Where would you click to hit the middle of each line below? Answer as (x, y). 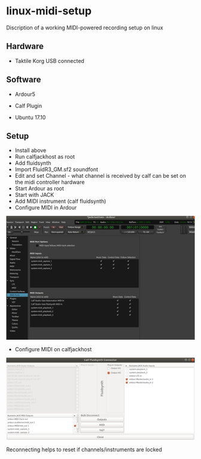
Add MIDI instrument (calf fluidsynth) (60, 201)
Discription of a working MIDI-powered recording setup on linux (85, 28)
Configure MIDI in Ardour (46, 208)
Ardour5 (25, 94)
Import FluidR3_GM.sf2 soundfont (57, 169)
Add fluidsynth (33, 163)
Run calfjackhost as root (45, 157)
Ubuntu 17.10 (30, 117)
